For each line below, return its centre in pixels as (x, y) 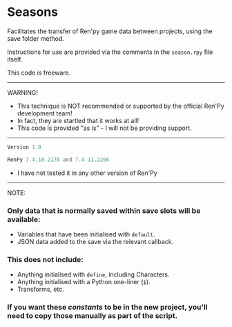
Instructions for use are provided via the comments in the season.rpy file (110, 52)
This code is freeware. (39, 73)
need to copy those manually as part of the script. (93, 316)
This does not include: (46, 259)
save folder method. (36, 38)
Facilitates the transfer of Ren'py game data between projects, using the (110, 31)
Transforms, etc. (40, 289)
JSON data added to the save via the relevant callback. (95, 241)
